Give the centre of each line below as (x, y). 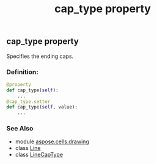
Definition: (22, 72)
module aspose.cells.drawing (52, 141)
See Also (20, 129)
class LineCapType (39, 155)
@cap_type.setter (28, 102)
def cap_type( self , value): (42, 107)
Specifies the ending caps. (40, 56)
